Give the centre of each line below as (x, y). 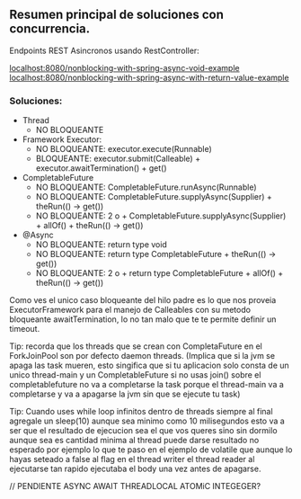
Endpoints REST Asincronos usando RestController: (104, 50)
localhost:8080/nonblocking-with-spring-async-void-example (124, 67)
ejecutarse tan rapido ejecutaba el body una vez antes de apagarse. (135, 469)
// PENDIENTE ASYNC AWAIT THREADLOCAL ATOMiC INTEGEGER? (135, 486)
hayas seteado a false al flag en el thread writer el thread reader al (132, 459)
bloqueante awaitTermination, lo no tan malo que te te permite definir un (143, 319)
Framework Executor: (62, 139)
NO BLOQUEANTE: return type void (102, 245)
